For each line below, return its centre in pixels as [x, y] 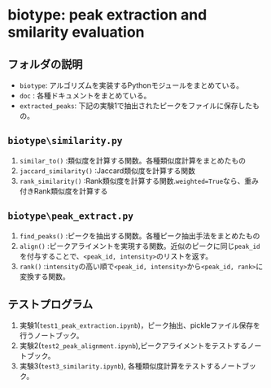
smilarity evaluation [76, 32]
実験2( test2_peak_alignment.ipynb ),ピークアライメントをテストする [133, 346]
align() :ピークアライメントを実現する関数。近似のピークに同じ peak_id [140, 246]
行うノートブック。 [51, 336]
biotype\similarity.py [65, 141]
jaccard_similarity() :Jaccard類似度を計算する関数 [107, 170]
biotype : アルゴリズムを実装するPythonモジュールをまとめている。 [131, 85]
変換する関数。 [44, 276]
